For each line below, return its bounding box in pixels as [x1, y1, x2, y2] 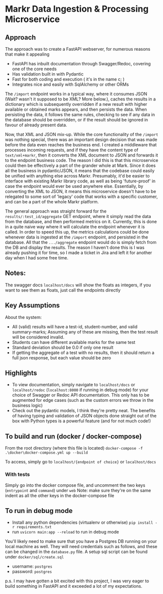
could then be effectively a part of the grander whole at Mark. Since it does [5, 162, 156, 168]
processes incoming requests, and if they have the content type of [5, 147, 139, 153]
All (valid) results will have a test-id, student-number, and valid [12, 323, 138, 330]
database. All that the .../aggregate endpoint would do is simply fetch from [5, 239, 157, 245]
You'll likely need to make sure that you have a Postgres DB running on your [5, 538, 157, 544]
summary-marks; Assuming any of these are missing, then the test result [12, 329, 158, 335]
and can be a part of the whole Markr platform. [5, 199, 99, 204]
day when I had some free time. [5, 255, 69, 260]
